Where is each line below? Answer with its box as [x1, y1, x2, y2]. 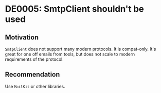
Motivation [5, 33, 39, 41]
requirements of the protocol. [5, 56, 64, 62]
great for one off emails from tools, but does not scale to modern [5, 51, 135, 57]
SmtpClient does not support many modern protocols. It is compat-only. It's [5, 46, 157, 52]
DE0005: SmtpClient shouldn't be [5, 3, 144, 15]
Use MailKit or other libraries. [5, 83, 66, 89]
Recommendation [5, 71, 60, 79]
